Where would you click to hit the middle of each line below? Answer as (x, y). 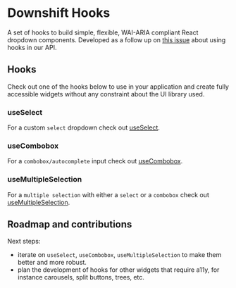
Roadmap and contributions (70, 224)
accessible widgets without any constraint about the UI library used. (106, 94)
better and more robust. (52, 263)
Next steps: (24, 242)
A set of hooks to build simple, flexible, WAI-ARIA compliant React (103, 32)
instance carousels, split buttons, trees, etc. (81, 277)
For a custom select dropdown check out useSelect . (84, 127)
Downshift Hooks (59, 13)
